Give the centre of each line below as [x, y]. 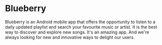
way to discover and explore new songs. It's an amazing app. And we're [77, 32]
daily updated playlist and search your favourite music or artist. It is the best [81, 27]
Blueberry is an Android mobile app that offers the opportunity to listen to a [80, 22]
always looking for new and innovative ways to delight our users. [70, 37]
